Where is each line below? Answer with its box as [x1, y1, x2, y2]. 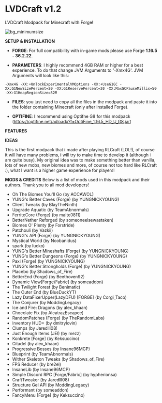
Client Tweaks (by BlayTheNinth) [12, 201, 77, 207]
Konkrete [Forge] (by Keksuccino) [12, 336, 80, 341]
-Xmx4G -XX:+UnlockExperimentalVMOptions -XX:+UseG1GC [5, 81, 118, 87]
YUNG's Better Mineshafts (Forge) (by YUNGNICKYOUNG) [12, 248, 129, 254]
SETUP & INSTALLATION [5, 38, 55, 44]
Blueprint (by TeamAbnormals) [12, 351, 74, 357]
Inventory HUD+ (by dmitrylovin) [12, 320, 77, 326]
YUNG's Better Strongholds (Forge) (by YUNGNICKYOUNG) [12, 263, 132, 269]
